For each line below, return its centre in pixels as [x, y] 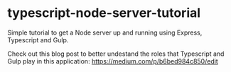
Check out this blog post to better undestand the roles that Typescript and [116, 54]
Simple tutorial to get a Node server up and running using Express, [105, 32]
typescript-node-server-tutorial [104, 13]
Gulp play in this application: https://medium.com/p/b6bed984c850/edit [113, 61]
